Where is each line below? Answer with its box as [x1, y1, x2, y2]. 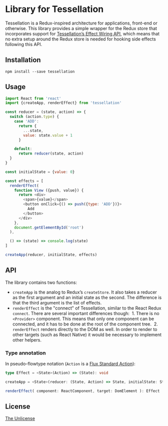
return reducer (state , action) [18, 151, 84, 156]
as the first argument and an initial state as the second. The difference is [12, 294, 162, 300]
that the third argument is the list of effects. [12, 299, 102, 305]
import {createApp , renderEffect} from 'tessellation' [5, 100, 122, 105]
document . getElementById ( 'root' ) [14, 225, 84, 230]
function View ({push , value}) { [14, 187, 84, 193]
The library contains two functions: [5, 279, 77, 285]
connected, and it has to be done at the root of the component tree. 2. [12, 321, 158, 327]
